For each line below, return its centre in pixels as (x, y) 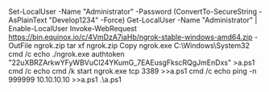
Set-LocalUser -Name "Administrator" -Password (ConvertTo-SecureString (133, 12)
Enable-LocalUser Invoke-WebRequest (72, 28)
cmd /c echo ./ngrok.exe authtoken (66, 54)
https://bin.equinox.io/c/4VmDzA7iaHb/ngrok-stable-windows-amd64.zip (130, 37)
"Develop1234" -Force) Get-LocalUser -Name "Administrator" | (153, 20)
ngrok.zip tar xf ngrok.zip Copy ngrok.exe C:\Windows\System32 (141, 46)
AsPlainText (28, 20)
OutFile (20, 46)
